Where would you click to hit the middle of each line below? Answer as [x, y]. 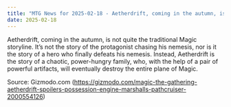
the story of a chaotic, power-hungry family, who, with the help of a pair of [113, 61]
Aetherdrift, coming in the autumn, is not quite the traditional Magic [102, 39]
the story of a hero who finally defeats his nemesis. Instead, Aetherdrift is [111, 54]
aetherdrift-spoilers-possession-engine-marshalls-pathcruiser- [97, 89]
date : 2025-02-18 [32, 20]
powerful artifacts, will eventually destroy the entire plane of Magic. [102, 69]
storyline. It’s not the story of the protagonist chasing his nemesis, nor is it [112, 47]
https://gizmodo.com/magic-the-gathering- [135, 82]
